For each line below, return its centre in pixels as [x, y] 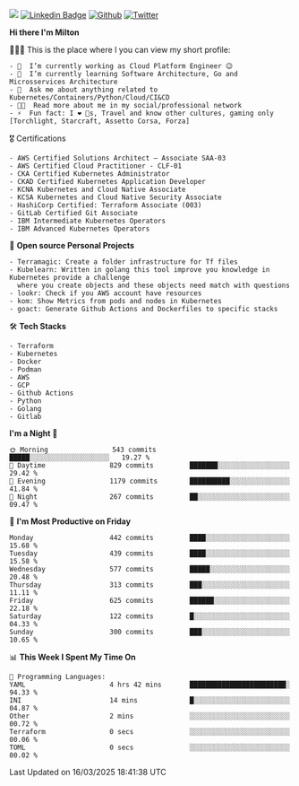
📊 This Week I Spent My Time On [73, 657]
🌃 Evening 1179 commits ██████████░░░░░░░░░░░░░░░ [150, 481]
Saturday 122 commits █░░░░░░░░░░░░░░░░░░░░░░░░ [150, 616]
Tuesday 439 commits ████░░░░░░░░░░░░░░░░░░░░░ [150, 554]
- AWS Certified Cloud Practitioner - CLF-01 [95, 166]
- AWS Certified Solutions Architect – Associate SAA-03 [118, 158]
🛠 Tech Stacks [38, 326]
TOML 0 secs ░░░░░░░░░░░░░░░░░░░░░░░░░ [150, 747]
